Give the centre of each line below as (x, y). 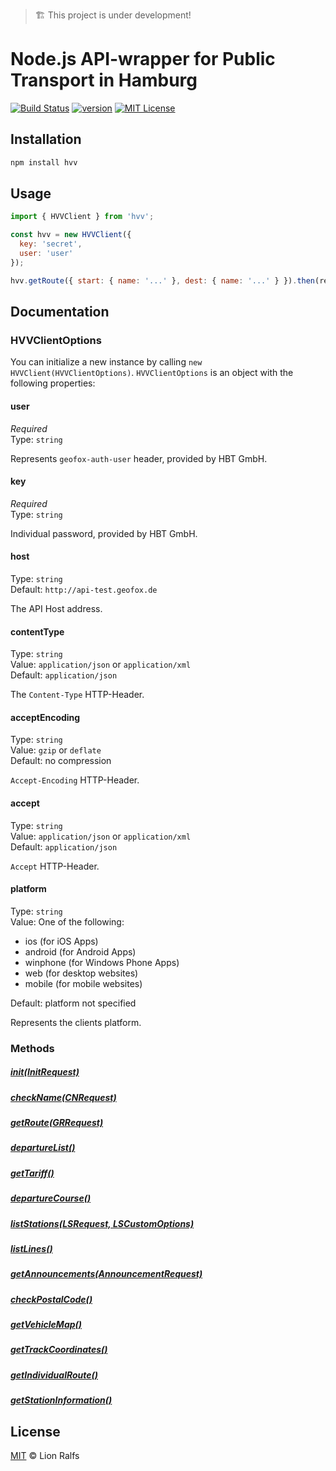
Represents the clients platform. (76, 1022)
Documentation (60, 312)
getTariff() (32, 1173)
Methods (32, 1048)
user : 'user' (46, 254)
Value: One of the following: (67, 921)
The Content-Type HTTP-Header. (77, 695)
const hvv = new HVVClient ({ (71, 235)
